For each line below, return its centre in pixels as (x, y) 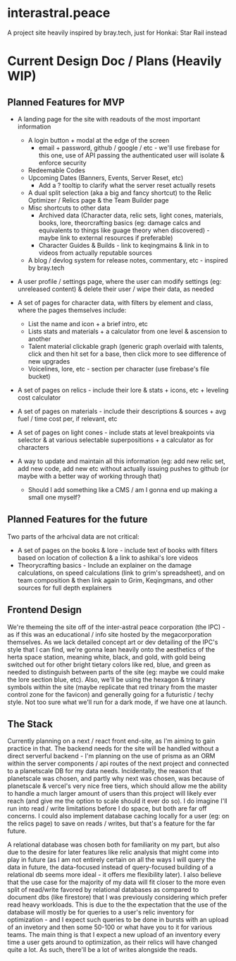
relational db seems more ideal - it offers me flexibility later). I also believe (114, 875)
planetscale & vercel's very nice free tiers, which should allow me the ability (117, 786)
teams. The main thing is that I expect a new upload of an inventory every (114, 935)
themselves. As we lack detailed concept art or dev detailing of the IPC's (113, 642)
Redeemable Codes (57, 170)
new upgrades (49, 361)
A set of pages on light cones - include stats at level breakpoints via (116, 432)
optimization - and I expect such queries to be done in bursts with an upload (118, 920)
